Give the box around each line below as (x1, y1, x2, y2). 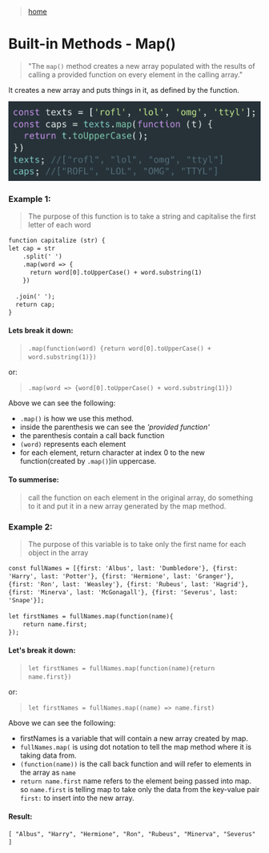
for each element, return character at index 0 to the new (19, 448, 206, 457)
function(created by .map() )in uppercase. (19, 457, 157, 466)
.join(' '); (15, 292, 56, 301)
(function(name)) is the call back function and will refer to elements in (19, 759, 252, 769)
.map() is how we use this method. (19, 414, 134, 424)
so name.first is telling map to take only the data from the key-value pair (19, 785, 260, 795)
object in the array (27, 548, 89, 557)
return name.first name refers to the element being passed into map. (19, 776, 252, 786)
